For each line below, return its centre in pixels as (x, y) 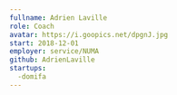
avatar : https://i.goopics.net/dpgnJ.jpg (89, 34)
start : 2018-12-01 (44, 43)
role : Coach (32, 26)
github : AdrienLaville (52, 60)
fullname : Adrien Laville (58, 18)
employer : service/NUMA (54, 52)
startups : (28, 69)
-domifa (32, 77)
